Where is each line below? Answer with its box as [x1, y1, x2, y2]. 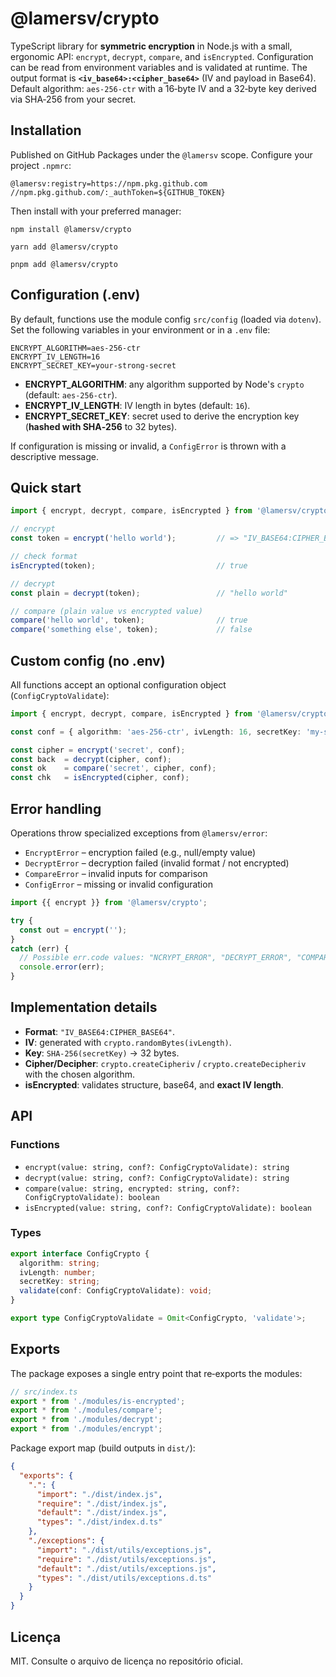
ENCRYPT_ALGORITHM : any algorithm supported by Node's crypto [24, 378, 305, 390]
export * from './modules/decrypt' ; [10, 1415, 163, 1425]
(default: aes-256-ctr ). [24, 388, 118, 401]
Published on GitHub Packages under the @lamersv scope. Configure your [10, 148, 313, 161]
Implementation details [10, 999, 158, 1016]
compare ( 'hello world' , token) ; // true [10, 615, 248, 626]
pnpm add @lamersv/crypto [10, 259, 118, 269]
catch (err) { [10, 943, 70, 954]
